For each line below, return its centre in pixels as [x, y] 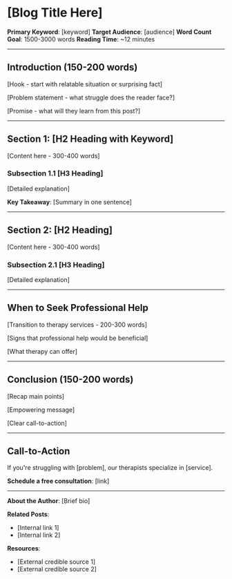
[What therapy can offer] [42, 351]
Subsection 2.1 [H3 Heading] [56, 265]
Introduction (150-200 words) [72, 67]
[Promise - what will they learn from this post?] [74, 111]
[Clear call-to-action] [37, 423]
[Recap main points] [36, 396]
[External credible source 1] [56, 562]
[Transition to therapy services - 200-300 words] [77, 324]
